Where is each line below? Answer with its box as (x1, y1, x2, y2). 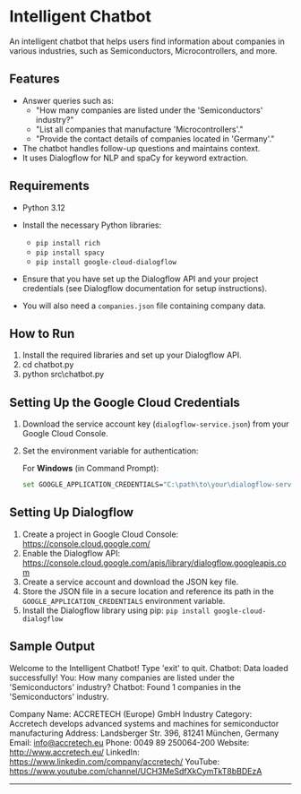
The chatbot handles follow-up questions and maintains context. (21, 142, 261, 153)
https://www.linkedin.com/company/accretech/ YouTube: (9, 755, 220, 767)
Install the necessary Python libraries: (21, 220, 162, 230)
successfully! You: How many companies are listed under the (9, 672, 235, 683)
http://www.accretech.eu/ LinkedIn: (9, 747, 141, 757)
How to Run (9, 325, 75, 341)
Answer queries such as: (21, 95, 115, 106)
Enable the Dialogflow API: (21, 548, 121, 558)
